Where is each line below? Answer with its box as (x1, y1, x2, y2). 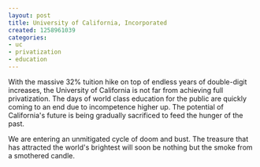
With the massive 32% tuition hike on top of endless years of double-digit (8, 76, 247, 87)
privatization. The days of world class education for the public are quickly (8, 94, 247, 103)
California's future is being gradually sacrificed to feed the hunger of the (8, 110, 243, 120)
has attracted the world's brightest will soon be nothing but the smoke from (8, 143, 254, 152)
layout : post (8, 11, 51, 20)
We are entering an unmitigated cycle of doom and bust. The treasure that (8, 134, 249, 143)
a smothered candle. (8, 150, 76, 160)
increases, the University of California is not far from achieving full (8, 85, 224, 95)
